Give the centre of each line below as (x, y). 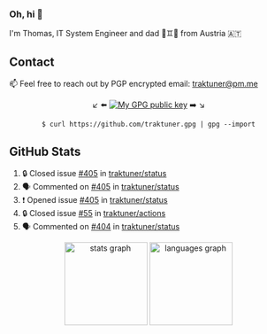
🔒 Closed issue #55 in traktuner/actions (94, 213)
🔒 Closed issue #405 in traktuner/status (94, 173)
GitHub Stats (45, 151)
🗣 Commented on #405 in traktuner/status (100, 186)
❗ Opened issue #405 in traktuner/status (95, 199)
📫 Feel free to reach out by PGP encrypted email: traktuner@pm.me (133, 84)
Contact (32, 62)
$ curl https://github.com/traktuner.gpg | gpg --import (149, 124)
